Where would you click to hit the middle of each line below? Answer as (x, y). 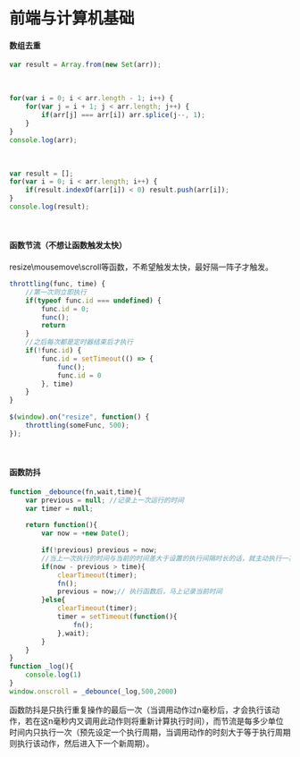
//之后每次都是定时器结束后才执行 (79, 342)
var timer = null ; (59, 508)
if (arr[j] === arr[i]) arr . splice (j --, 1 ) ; (123, 115)
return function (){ (62, 525)
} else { (54, 600)
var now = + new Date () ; (85, 533)
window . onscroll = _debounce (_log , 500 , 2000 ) (93, 691)
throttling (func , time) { (57, 284)
